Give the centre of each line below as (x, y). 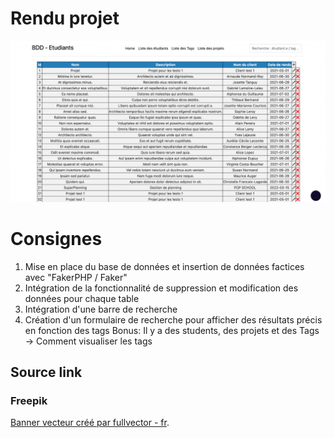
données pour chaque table (82, 298)
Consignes (56, 239)
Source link (46, 372)
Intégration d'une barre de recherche (101, 309)
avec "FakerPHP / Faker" (76, 277)
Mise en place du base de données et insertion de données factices (164, 266)
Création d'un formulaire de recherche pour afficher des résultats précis (173, 319)
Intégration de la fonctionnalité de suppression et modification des (161, 288)
